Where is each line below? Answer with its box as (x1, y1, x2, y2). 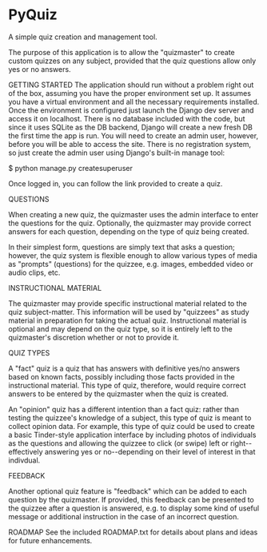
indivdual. (8, 455, 41, 465)
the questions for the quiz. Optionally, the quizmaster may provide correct (8, 218, 252, 228)
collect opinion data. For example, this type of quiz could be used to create (8, 421, 255, 431)
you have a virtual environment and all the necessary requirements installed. (8, 97, 260, 106)
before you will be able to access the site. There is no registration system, (8, 139, 252, 149)
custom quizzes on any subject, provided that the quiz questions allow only (8, 56, 257, 66)
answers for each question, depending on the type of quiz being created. (8, 226, 249, 236)
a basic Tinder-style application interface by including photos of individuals (8, 430, 257, 439)
